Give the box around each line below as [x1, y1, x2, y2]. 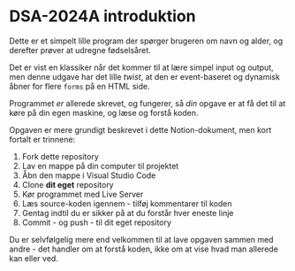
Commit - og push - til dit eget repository [21, 217, 172, 228]
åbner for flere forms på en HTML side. [9, 81, 150, 91]
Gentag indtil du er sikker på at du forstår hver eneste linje [21, 207, 234, 218]
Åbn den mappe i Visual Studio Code [21, 170, 156, 181]
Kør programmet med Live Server [21, 189, 144, 199]
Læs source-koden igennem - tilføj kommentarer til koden [21, 197, 232, 209]
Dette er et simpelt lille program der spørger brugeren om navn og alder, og [9, 35, 284, 46]
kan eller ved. [9, 252, 59, 263]
